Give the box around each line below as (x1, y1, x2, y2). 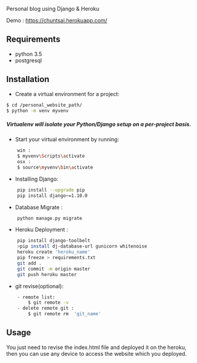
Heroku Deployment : (15, 226, 68, 233)
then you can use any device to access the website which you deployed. (6, 350, 187, 357)
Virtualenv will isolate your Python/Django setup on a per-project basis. (6, 120, 192, 127)
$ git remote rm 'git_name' (28, 311, 102, 317)
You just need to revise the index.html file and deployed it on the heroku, (6, 344, 187, 351)
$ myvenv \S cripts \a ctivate (17, 153, 85, 159)
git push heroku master (17, 271, 77, 277)
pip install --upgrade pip (17, 187, 85, 193)
